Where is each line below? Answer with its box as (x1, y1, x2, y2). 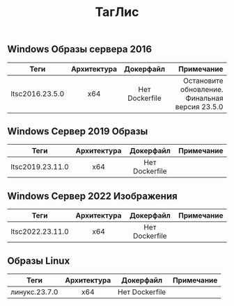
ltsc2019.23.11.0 (10, 162, 70, 172)
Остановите (183, 76, 224, 86)
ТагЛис (95, 4, 139, 20)
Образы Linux (7, 255, 70, 266)
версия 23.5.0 (175, 102, 224, 111)
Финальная (185, 93, 224, 103)
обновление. (180, 84, 224, 94)
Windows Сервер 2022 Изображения (7, 190, 178, 202)
